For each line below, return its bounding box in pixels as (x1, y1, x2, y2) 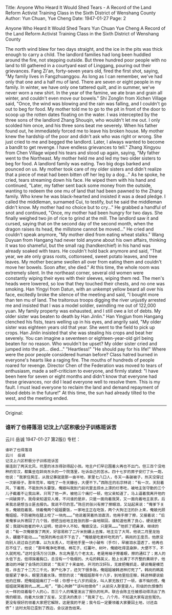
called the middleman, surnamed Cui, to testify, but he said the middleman (5, 199, 162, 205)
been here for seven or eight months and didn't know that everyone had (5, 373, 157, 379)
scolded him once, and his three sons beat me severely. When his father (5, 123, 158, 128)
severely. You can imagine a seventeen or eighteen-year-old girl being (5, 335, 154, 341)
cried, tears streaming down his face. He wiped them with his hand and (5, 177, 156, 183)
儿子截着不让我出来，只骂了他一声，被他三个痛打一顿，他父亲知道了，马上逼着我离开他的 (5, 491, 165, 496)
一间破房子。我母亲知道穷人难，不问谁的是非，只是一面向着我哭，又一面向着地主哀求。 (5, 496, 162, 502)
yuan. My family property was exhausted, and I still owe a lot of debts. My (5, 308, 161, 314)
